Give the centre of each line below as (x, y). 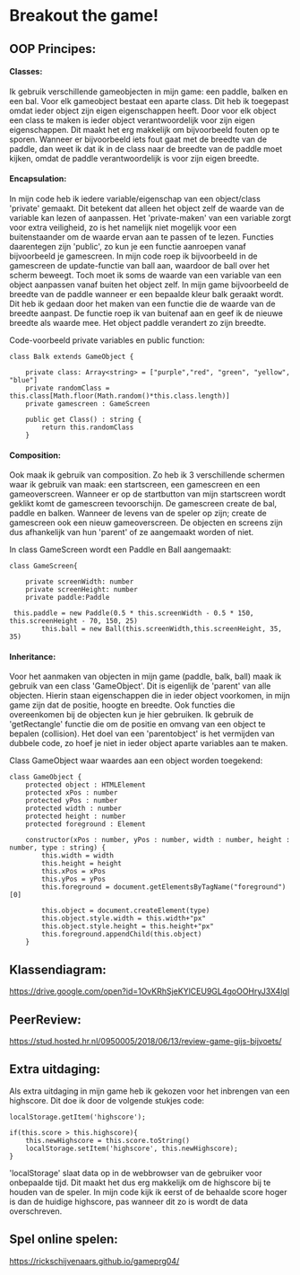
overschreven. (36, 1211)
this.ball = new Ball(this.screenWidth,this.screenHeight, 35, (162, 629)
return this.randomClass (88, 427)
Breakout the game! (84, 16)
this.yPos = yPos (73, 879)
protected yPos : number (72, 801)
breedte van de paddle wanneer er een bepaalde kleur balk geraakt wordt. (146, 294)
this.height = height (82, 864)
